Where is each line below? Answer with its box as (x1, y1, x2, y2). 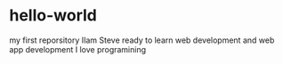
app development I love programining (9, 44, 147, 54)
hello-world (9, 5, 98, 26)
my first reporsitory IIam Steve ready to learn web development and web (9, 35, 275, 45)
